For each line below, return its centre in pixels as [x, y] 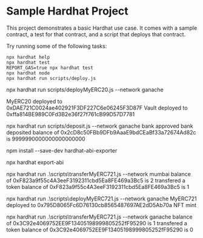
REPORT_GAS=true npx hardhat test [50, 68]
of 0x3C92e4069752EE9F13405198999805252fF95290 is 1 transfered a [97, 223]
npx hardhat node [28, 73]
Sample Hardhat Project [67, 11]
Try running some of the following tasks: [57, 46]
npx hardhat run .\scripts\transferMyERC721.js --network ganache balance [99, 217]
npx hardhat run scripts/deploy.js [51, 78]
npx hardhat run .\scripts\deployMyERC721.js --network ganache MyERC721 [101, 199]
